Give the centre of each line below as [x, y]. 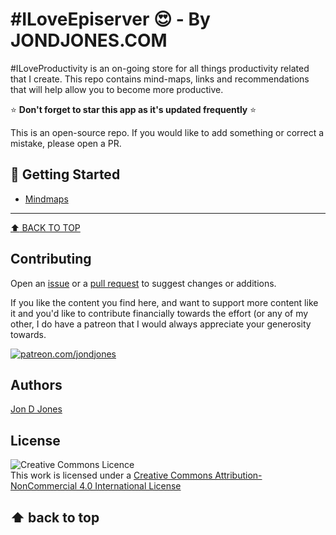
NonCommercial [44, 486]
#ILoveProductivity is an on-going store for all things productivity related [160, 68]
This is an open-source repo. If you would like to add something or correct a [167, 132]
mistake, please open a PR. [66, 143]
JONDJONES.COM [89, 40]
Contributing [51, 259]
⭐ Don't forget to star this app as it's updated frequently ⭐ [133, 109]
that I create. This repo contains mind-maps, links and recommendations [160, 79]
